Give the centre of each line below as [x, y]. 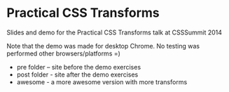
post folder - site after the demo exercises [77, 74]
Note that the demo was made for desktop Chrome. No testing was [103, 46]
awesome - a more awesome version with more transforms [102, 81]
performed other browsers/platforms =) [63, 53]
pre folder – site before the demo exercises [79, 67]
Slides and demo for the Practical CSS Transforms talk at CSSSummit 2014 [114, 32]
